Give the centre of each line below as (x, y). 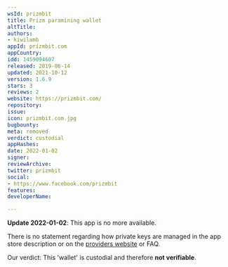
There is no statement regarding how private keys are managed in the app (114, 237)
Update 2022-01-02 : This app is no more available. (82, 223)
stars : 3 (20, 86)
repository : (25, 105)
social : (19, 177)
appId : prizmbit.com (38, 46)
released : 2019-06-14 (39, 66)
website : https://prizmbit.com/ (54, 99)
